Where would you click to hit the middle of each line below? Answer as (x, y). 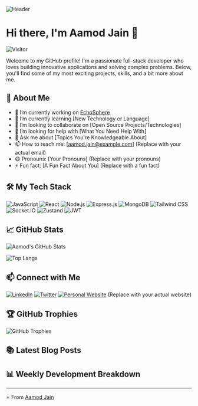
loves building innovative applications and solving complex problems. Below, (99, 67)
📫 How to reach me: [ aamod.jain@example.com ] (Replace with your (98, 144)
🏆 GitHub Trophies (42, 314)
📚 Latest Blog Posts (44, 350)
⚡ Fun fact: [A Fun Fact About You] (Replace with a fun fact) (87, 165)
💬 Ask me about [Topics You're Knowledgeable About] (81, 137)
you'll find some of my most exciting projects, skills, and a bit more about (95, 73)
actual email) (30, 152)
